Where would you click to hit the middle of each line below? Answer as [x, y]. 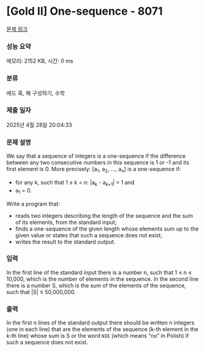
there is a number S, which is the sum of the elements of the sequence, [96, 285]
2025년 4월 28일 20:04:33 [39, 124]
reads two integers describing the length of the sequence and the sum [104, 215]
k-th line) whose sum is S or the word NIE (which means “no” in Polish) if [98, 336]
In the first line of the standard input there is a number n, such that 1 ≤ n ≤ [99, 272]
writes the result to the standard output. [65, 242]
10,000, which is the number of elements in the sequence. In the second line [102, 279]
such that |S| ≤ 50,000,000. [41, 292]
